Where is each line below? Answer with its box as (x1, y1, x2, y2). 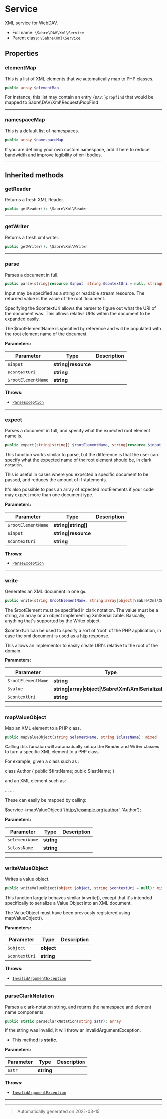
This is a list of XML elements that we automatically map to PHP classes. (5, 76, 154, 82)
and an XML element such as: (5, 778, 66, 784)
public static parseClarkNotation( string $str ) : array (5, 1019, 121, 1024)
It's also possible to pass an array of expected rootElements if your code (5, 486, 154, 492)
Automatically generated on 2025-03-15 (17, 1108, 100, 1115)
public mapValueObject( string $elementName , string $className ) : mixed (5, 735, 157, 740)
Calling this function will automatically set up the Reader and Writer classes (5, 744, 160, 749)
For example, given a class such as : (5, 758, 80, 764)
